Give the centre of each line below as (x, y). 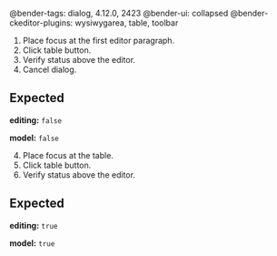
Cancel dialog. (49, 69)
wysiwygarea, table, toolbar (127, 23)
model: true (32, 243)
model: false (34, 138)
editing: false (35, 120)
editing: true (34, 225)
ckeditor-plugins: (41, 23)
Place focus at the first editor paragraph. (99, 41)
